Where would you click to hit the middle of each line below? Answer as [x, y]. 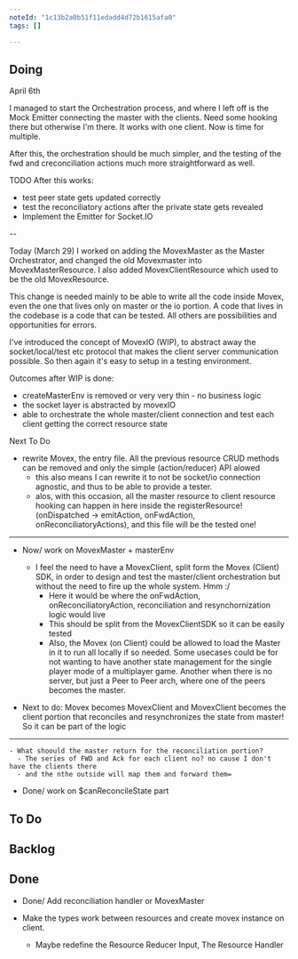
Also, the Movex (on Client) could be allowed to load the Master [165, 643]
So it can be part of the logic [74, 727]
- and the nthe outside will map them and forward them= [125, 775]
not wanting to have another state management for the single [160, 662]
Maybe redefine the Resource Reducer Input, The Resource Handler [159, 945]
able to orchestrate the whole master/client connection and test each [148, 415]
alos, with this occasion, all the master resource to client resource [155, 496]
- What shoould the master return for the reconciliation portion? [137, 751]
